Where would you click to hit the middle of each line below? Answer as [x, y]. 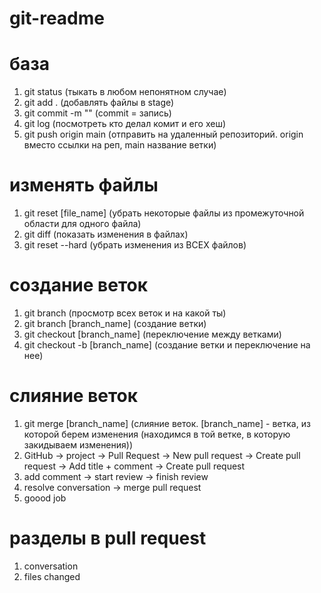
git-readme [57, 18]
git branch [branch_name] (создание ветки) [115, 323]
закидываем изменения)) [78, 444]
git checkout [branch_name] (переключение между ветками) [152, 334]
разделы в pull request [108, 538]
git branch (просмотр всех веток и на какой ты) [125, 313]
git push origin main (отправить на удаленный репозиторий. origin [163, 134]
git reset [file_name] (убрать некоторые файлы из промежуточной [164, 213]
